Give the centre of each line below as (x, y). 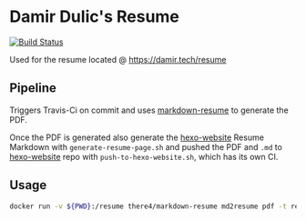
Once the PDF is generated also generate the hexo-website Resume (137, 137)
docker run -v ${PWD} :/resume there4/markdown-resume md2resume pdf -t (148, 206)
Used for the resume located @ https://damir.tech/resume (118, 59)
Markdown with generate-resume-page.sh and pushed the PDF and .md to (146, 146)
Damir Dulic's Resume (95, 17)
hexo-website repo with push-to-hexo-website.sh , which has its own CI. (144, 156)
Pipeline (33, 88)
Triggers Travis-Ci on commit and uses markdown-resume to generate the (149, 110)
